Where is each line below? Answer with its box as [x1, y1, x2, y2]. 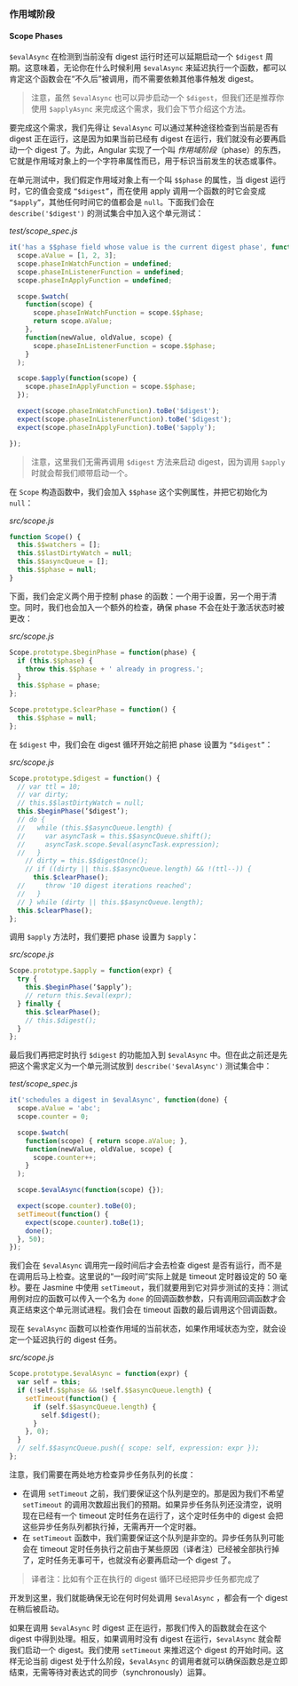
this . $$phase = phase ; [17, 681, 101, 690]
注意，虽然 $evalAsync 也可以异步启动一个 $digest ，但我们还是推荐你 [30, 92, 285, 103]
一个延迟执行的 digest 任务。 [16, 1334, 122, 1345]
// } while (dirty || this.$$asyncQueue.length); [17, 897, 204, 907]
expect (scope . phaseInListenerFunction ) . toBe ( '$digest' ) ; [17, 415, 232, 424]
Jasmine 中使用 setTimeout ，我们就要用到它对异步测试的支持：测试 [42, 1282, 288, 1293]
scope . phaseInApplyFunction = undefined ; [17, 275, 173, 285]
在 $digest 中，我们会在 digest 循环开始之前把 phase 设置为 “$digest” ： [9, 739, 273, 750]
